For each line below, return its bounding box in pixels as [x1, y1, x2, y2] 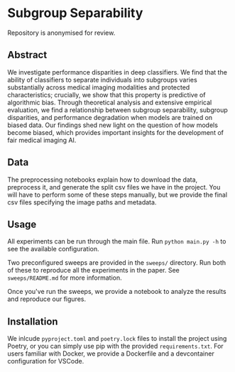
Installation [7, 315, 58, 327]
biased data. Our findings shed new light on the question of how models [7, 121, 219, 129]
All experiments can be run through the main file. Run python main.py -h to [7, 237, 226, 246]
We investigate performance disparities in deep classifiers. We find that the [7, 67, 227, 76]
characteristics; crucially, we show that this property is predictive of [7, 90, 206, 99]
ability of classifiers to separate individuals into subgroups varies [7, 75, 197, 84]
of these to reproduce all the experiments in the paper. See [7, 266, 180, 275]
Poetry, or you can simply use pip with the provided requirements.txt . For [7, 342, 224, 351]
